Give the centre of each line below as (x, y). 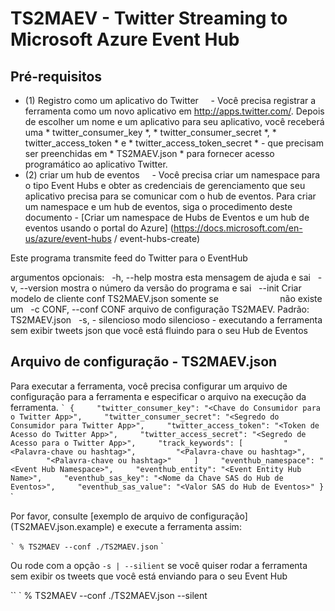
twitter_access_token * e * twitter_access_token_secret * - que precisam (174, 143)
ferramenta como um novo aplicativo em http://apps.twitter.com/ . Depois (174, 111)
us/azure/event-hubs (68, 238)
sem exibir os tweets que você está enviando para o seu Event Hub (149, 576)
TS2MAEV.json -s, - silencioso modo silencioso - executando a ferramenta (166, 320)
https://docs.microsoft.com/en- (238, 228)
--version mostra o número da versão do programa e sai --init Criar (160, 288)
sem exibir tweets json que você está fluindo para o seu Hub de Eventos (159, 330)
